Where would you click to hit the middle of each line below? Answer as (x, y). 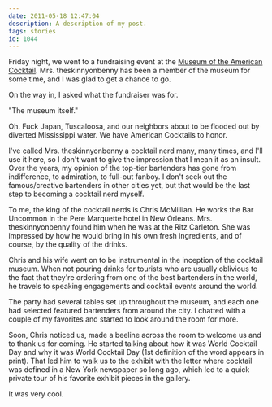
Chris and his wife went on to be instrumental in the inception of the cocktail (136, 260)
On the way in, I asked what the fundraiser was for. (93, 95)
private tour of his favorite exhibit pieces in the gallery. (99, 379)
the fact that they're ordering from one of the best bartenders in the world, (133, 278)
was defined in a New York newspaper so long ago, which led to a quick (129, 370)
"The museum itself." (43, 111)
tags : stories (32, 31)
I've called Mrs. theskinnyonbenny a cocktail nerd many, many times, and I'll (136, 151)
